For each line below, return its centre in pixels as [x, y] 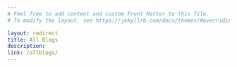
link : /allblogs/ [33, 53]
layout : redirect [33, 33]
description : [26, 47]
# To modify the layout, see [50, 20]
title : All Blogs [33, 39]
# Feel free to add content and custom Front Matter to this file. [109, 14]
